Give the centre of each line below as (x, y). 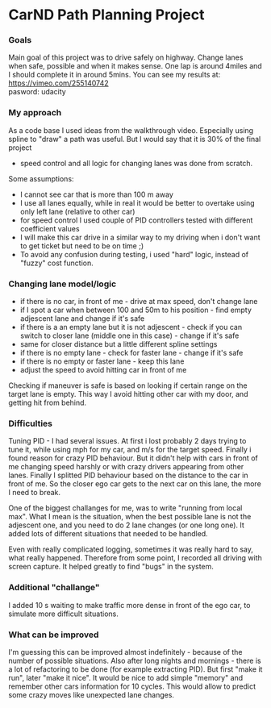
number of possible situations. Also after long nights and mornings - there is (135, 660)
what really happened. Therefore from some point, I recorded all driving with (135, 558)
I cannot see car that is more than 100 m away (96, 194)
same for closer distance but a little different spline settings (119, 344)
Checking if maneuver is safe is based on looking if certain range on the (128, 385)
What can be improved (54, 635)
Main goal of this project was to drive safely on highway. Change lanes (126, 57)
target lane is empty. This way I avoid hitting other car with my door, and (128, 394)
